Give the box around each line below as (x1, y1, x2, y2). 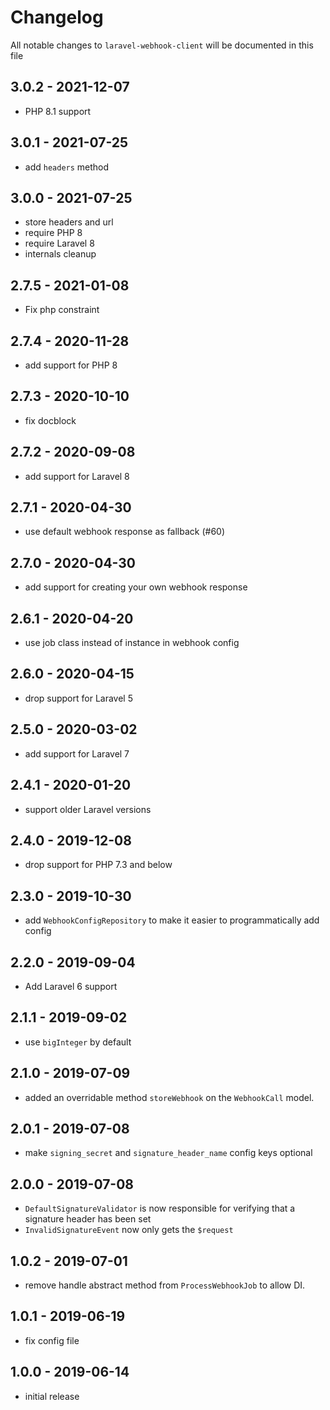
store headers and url (24, 216, 114, 228)
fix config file (24, 1334, 80, 1346)
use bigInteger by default (24, 1036, 132, 1048)
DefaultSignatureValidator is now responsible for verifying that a (24, 1202, 296, 1215)
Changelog (10, 6, 104, 29)
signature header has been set (24, 1213, 152, 1225)
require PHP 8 (24, 227, 83, 239)
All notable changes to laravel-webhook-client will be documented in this (10, 39, 314, 51)
